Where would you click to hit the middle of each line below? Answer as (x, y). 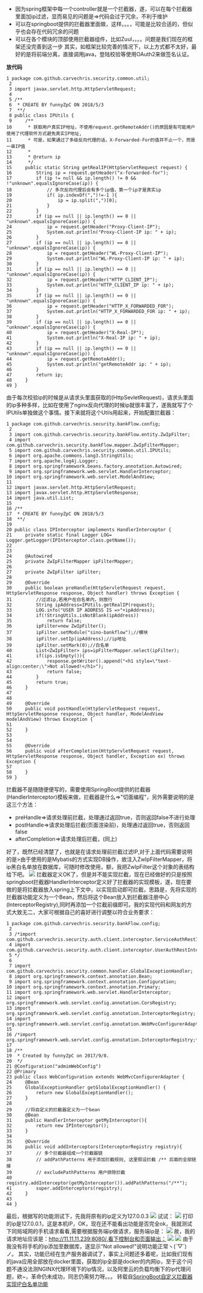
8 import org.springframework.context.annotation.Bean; (81, 976)
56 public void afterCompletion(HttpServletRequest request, (90, 751)
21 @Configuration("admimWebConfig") (54, 1066)
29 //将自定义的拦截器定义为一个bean (53, 1110)
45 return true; (37, 682)
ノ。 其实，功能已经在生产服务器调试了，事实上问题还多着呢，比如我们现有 (100, 1254)
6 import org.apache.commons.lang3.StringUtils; (71, 456)
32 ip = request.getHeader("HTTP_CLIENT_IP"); (82, 280)
